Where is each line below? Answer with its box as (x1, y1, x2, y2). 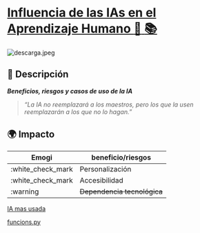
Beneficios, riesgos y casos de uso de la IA (7, 86, 133, 95)
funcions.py (7, 218, 41, 226)
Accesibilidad (79, 175, 124, 185)
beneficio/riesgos (91, 152, 152, 162)
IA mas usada (7, 204, 46, 212)
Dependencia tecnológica (79, 187, 163, 196)
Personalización (79, 164, 132, 174)
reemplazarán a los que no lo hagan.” (23, 107, 132, 115)
